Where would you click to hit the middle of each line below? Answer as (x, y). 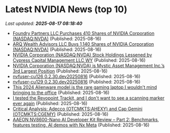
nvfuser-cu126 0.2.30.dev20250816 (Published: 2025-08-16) (76, 76)
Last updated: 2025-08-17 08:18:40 (44, 23)
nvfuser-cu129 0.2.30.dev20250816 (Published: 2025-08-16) (76, 82)
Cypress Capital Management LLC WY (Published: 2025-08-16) (79, 60)
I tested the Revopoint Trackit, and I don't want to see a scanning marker (89, 98)
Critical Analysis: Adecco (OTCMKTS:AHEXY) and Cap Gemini (78, 109)
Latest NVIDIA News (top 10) (66, 9)
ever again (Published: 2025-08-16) (50, 103)
